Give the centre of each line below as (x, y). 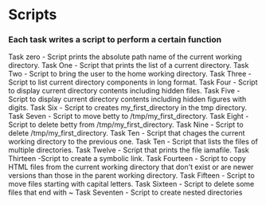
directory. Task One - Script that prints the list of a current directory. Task (129, 65)
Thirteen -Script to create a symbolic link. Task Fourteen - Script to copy (127, 159)
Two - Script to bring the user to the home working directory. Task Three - (130, 74)
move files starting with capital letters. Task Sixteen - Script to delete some (131, 184)
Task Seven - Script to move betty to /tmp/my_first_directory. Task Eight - (129, 116)
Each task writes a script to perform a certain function (115, 40)
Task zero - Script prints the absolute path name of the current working (125, 57)
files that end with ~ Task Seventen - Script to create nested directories (125, 192)
